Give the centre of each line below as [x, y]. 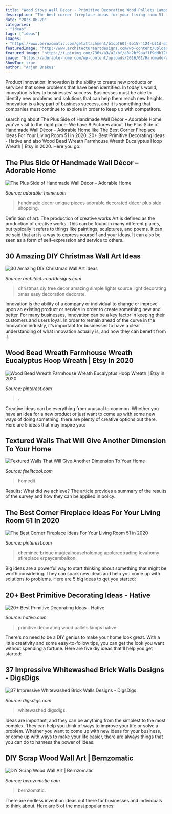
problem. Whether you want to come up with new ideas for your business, [83, 731]
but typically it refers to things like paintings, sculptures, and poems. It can [84, 229]
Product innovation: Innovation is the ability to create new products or [79, 82]
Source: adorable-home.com [36, 192]
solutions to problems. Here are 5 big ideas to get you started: [71, 579]
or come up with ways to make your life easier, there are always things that [84, 737]
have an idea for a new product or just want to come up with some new [80, 414]
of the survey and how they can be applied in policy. [60, 496]
